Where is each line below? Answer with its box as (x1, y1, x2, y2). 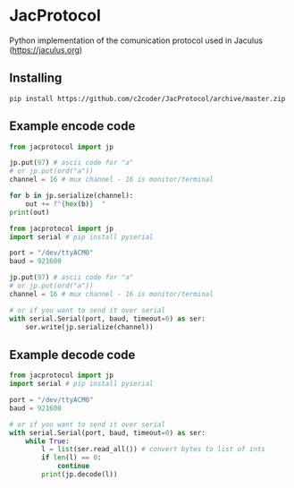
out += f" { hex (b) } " (25, 199, 105, 209)
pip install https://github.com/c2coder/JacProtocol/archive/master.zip (9, 94, 286, 103)
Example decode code (9, 347, 136, 363)
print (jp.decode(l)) (41, 470, 118, 479)
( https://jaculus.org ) (9, 44, 83, 55)
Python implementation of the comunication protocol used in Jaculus (9, 35, 264, 46)
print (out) (9, 208, 50, 217)
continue (56, 462, 90, 471)
